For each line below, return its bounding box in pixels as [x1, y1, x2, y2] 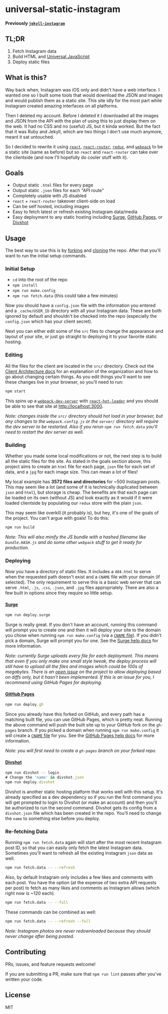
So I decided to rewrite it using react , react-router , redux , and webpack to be [5, 143, 163, 149]
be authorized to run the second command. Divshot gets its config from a [5, 805, 157, 811]
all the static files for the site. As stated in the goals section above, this [5, 458, 151, 464]
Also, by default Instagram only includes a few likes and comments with [5, 874, 153, 880]
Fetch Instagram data [12, 48, 57, 54]
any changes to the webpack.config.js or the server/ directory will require [5, 418, 159, 424]
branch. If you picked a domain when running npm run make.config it [17, 727, 159, 733]
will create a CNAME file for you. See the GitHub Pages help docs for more [5, 732, 154, 739]
